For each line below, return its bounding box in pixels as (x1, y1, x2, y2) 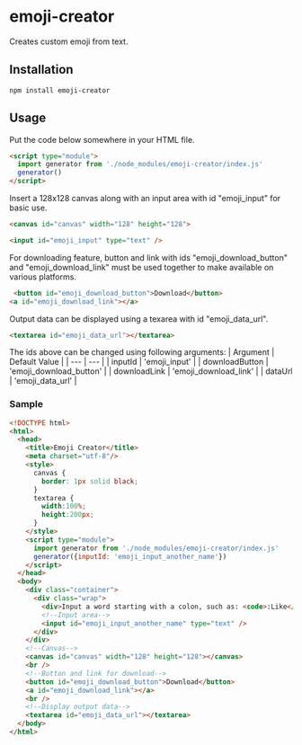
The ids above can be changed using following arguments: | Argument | (9, 347, 275, 358)
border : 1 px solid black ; (41, 476, 139, 486)
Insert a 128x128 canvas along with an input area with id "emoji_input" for (9, 193, 281, 204)
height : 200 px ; (41, 510, 94, 519)
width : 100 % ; (41, 501, 87, 511)
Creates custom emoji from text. (9, 36, 129, 47)
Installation (9, 62, 74, 77)
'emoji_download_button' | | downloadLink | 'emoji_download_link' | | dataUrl (9, 366, 294, 377)
